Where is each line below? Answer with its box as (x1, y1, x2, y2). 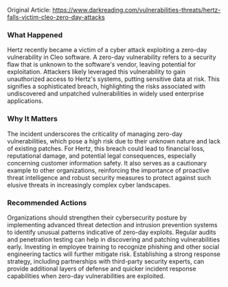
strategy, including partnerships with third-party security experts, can (7, 257, 205, 265)
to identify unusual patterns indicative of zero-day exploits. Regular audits (7, 228, 216, 236)
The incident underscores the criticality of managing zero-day (7, 130, 183, 138)
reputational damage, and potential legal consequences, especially (7, 151, 196, 160)
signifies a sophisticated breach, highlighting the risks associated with (7, 82, 206, 91)
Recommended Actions (7, 198, 87, 207)
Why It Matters (7, 114, 58, 124)
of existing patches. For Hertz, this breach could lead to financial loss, (7, 144, 205, 152)
